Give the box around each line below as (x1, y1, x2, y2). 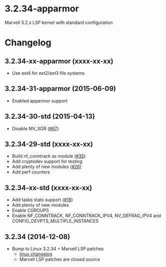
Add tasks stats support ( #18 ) (11, 197, 73, 203)
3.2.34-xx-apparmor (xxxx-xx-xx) (4, 57, 113, 65)
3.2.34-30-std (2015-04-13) (4, 112, 95, 121)
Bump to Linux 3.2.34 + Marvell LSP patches (11, 246, 104, 252)
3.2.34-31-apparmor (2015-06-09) (4, 84, 116, 93)
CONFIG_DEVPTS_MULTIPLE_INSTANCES (11, 218, 99, 224)
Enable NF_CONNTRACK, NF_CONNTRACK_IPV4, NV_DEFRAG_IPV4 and (11, 213, 161, 219)
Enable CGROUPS (11, 208, 49, 214)
